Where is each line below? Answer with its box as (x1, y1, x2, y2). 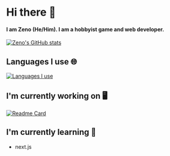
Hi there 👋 (6, 5, 56, 19)
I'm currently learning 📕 (6, 127, 97, 137)
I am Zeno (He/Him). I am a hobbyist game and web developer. (6, 25, 165, 33)
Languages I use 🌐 (6, 57, 77, 67)
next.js (14, 143, 32, 150)
